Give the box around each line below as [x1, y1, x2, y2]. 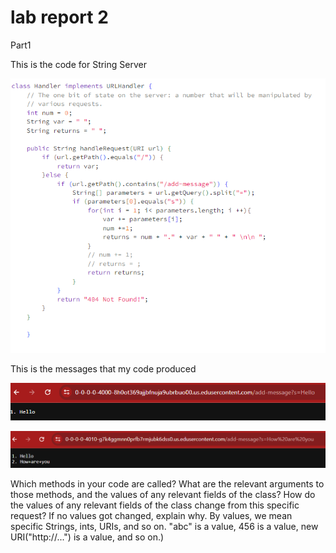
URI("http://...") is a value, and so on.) [10, 531, 165, 543]
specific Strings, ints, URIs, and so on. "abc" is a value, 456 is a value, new [10, 520, 319, 532]
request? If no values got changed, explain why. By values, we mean [10, 509, 293, 521]
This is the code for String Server [10, 58, 147, 70]
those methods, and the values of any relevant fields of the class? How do [10, 488, 316, 500]
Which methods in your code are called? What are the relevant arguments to [10, 477, 325, 490]
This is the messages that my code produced [10, 363, 197, 375]
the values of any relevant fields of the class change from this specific [10, 499, 300, 511]
